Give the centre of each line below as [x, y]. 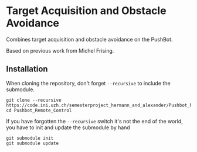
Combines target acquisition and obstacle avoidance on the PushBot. [89, 39]
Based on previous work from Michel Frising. [60, 50]
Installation [27, 69]
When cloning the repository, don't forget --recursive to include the [89, 83]
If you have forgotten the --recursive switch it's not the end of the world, [94, 121]
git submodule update [33, 143]
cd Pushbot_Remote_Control [39, 110]
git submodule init [30, 138]
